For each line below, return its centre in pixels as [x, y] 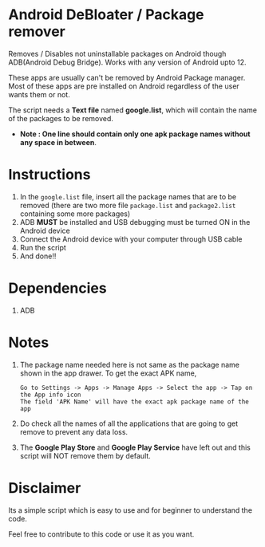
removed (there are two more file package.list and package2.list [128, 205]
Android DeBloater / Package [107, 15]
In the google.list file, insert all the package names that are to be [128, 196]
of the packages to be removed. [61, 118]
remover [37, 31]
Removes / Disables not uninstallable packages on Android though [117, 53]
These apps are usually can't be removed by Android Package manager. [127, 77]
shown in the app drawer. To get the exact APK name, [108, 373]
